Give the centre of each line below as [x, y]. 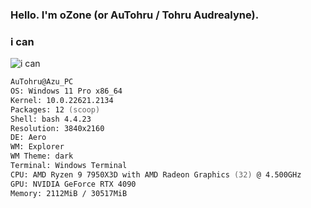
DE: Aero [28, 138]
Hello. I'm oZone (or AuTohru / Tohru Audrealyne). [135, 15]
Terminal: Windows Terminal [69, 166]
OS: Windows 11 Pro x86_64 [66, 91]
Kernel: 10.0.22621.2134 [62, 100]
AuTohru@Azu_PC [42, 82]
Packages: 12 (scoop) [55, 109]
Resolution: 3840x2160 [57, 128]
